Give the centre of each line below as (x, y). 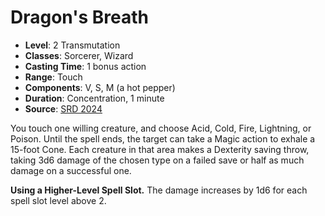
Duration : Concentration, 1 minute (94, 98)
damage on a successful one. (71, 170)
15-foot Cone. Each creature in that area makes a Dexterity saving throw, (160, 149)
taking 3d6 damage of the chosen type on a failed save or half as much (157, 160)
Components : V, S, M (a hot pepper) (100, 87)
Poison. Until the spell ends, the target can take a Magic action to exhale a (163, 138)
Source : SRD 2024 (63, 108)
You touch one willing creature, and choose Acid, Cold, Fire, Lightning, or (161, 128)
